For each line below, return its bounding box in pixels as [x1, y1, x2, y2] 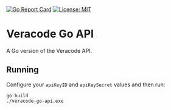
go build [6, 92, 29, 98]
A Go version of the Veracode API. [6, 47, 92, 54]
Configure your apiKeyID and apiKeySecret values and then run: [6, 81, 166, 88]
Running [6, 64, 40, 75]
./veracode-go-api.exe [6, 98, 64, 104]
